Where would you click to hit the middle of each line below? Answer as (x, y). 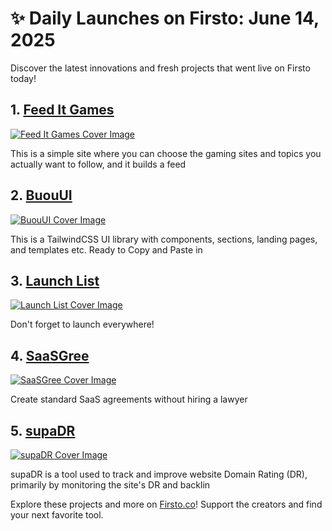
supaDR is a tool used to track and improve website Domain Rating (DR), (159, 474)
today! (23, 78)
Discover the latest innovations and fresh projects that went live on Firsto (160, 68)
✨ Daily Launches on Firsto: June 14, (165, 18)
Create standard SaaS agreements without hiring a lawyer (129, 399)
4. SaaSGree (50, 355)
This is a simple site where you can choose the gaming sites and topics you (166, 153)
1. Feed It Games (62, 110)
